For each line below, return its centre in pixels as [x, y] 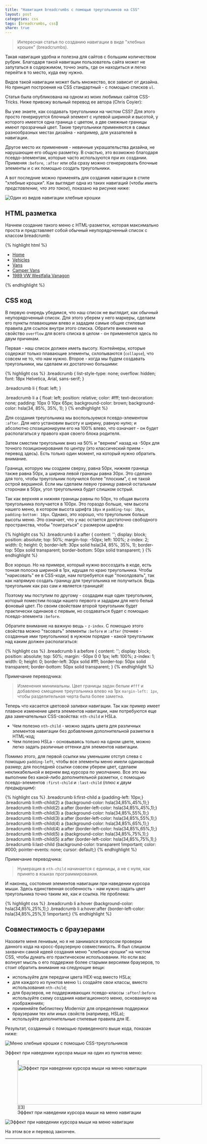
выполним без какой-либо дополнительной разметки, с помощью [75, 777]
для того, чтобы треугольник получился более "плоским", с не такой [78, 479]
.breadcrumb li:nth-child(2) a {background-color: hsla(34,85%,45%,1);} [77, 802]
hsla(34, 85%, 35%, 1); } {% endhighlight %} [63, 408]
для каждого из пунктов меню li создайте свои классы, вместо [80, 982]
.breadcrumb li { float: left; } [33, 388]
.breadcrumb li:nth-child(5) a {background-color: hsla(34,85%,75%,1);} [77, 834]
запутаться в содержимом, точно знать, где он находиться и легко [76, 67]
